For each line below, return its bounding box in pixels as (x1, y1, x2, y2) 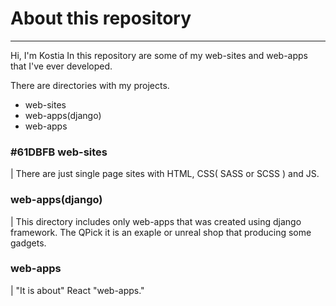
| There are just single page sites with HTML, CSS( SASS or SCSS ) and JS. (10, 168, 320, 180)
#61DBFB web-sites (10, 145, 108, 159)
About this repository (10, 7, 192, 30)
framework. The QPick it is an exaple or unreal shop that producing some (10, 226, 312, 238)
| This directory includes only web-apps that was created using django (10, 215, 302, 227)
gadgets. (10, 237, 47, 249)
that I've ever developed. (10, 60, 113, 72)
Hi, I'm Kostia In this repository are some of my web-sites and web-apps (10, 49, 308, 61)
